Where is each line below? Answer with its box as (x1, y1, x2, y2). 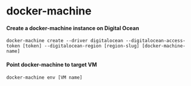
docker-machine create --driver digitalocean (6, 38, 123, 44)
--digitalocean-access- (125, 38, 186, 44)
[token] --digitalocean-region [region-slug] (22, 43, 139, 49)
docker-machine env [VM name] (6, 74, 83, 81)
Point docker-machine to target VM (6, 61, 97, 68)
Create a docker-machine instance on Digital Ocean (6, 24, 139, 31)
